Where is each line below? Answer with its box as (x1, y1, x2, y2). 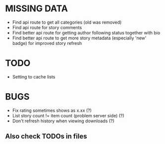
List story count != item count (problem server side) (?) (12, 112, 125, 118)
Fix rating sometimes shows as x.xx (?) (12, 107, 92, 113)
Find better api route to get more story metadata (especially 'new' (12, 35, 147, 41)
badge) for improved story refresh (12, 40, 82, 46)
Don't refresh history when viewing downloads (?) (12, 118, 115, 124)
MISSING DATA (5, 3, 68, 14)
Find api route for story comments (12, 24, 82, 30)
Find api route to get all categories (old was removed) (12, 19, 122, 25)
